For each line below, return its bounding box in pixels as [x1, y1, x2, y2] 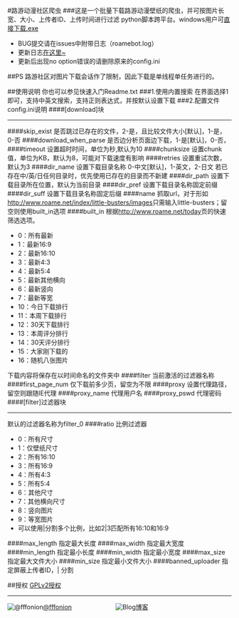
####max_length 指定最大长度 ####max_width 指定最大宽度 [7, 539, 185, 547]
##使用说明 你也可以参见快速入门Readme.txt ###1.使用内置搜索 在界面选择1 [7, 88, 229, 96]
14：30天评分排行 [17, 338, 70, 346]
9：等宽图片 [17, 515, 53, 523]
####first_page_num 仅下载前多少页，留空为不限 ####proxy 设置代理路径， [7, 380, 231, 388]
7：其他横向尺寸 [17, 498, 65, 505]
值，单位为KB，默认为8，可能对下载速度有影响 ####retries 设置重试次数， [7, 154, 226, 162]
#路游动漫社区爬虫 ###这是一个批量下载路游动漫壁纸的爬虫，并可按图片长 [7, 6, 225, 14]
